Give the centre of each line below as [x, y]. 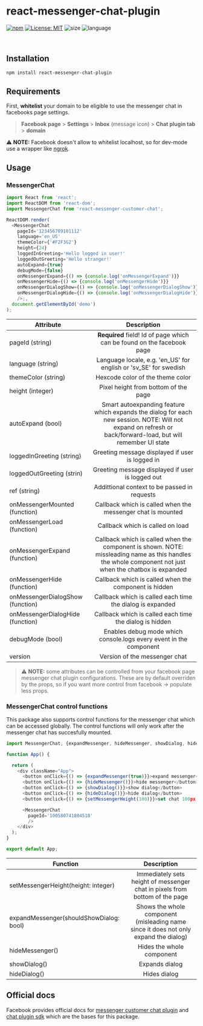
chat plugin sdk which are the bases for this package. [73, 1016]
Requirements [33, 92]
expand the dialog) [161, 936]
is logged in [143, 459]
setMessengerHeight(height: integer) [62, 885]
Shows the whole [161, 906]
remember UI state [143, 442]
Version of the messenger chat [143, 656]
